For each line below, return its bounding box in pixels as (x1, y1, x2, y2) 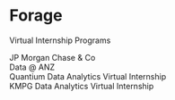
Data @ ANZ (9, 62, 56, 72)
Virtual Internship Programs (9, 35, 111, 46)
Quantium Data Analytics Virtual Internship (9, 71, 167, 81)
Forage (9, 5, 63, 26)
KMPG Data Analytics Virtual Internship (9, 80, 154, 91)
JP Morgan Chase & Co (9, 52, 96, 62)
